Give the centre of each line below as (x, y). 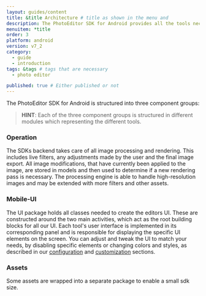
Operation (22, 137)
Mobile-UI (21, 199)
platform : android (30, 40)
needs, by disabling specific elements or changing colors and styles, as (97, 245)
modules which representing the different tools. (81, 122)
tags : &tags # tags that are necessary (57, 69)
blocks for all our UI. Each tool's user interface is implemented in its (91, 226)
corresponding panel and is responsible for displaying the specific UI (93, 232)
